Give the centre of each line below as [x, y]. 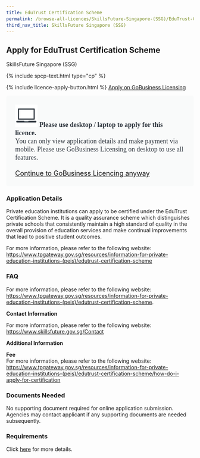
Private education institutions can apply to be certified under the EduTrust [97, 211]
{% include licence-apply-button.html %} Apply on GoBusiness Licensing [96, 88]
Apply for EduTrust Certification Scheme [83, 50]
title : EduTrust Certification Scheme [54, 13]
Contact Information [32, 313]
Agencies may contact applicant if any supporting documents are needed [96, 415]
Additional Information [35, 343]
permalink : [20, 19]
